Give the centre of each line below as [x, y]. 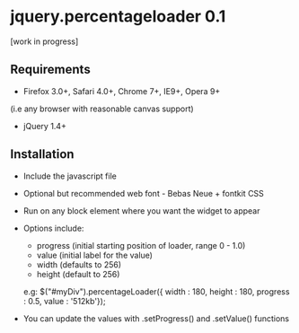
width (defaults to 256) [79, 264]
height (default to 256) [78, 274]
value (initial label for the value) [95, 255]
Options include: [53, 228]
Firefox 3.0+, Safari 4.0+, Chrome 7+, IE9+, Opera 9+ [122, 91]
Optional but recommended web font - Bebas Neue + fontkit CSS [143, 193]
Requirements [50, 70]
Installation [42, 154]
